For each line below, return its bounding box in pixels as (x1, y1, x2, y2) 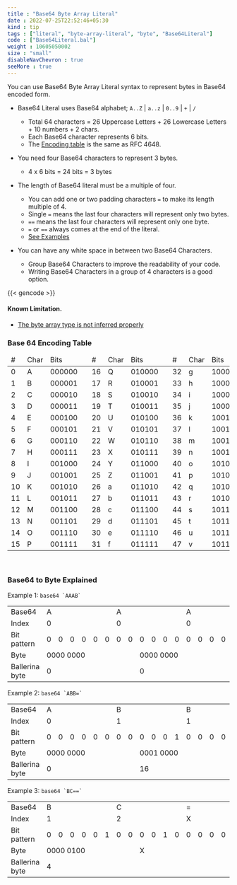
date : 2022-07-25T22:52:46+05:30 (7, 17, 109, 24)
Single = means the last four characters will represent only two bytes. (28, 209, 229, 218)
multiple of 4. (28, 202, 67, 211)
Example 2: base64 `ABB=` (7, 689, 83, 698)
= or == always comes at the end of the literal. (28, 224, 160, 233)
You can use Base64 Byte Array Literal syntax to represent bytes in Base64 (7, 82, 226, 91)
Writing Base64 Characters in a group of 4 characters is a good (28, 267, 213, 276)
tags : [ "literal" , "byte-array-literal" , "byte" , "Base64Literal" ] (7, 30, 213, 37)
